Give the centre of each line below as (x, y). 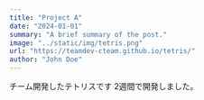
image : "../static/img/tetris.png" (76, 43)
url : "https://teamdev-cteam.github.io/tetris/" (102, 51)
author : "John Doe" (46, 59)
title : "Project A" (46, 18)
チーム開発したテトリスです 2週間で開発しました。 (104, 86)
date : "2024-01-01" (46, 26)
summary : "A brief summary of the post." (88, 34)
